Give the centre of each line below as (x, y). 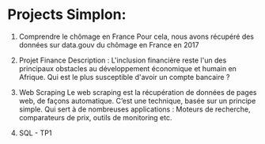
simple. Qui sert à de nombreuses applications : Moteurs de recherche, (134, 109)
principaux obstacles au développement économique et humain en (127, 68)
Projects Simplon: (67, 15)
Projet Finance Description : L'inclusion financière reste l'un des (123, 60)
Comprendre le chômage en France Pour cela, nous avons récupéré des (136, 36)
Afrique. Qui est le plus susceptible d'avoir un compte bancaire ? (124, 77)
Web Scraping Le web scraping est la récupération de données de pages (138, 92)
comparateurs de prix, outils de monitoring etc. (95, 117)
